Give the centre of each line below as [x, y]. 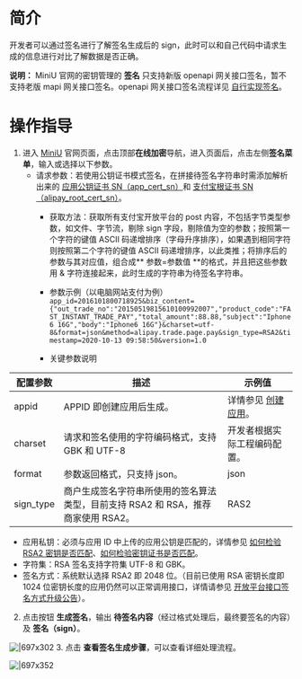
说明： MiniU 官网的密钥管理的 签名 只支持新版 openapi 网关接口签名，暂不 [148, 75]
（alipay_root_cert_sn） [77, 198]
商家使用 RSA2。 [99, 517]
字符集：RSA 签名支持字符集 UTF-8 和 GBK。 [106, 564]
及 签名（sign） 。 [53, 628]
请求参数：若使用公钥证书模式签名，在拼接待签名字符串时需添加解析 [162, 175]
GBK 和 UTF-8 [94, 450]
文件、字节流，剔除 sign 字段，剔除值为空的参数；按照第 [178, 228]
